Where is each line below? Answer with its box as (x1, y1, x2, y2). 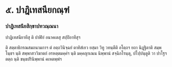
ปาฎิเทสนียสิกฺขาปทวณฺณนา (5, 23, 59, 30)
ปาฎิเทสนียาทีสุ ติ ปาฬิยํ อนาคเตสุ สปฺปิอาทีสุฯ (5, 34, 81, 40)
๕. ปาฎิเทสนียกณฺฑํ (5, 4, 70, 16)
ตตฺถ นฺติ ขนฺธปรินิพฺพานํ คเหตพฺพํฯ (5, 56, 62, 62)
